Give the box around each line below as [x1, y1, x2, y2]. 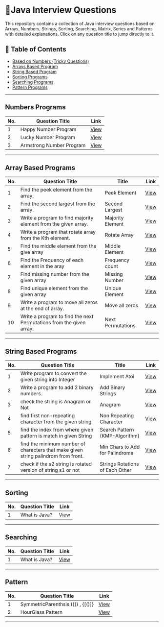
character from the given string [20, 418, 92, 425]
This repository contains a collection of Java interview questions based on [5, 21, 155, 26]
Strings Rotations [100, 460, 139, 467]
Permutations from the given [20, 319, 86, 326]
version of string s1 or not [20, 467, 80, 474]
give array [20, 249, 44, 256]
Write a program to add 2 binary [20, 384, 94, 391]
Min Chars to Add [100, 443, 140, 450]
